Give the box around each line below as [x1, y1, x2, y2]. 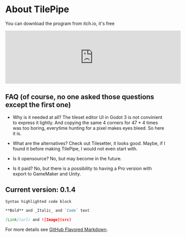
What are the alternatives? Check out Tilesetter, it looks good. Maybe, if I [12, 140, 165, 146]
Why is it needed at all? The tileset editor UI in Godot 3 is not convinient [12, 114, 163, 120]
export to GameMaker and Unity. [12, 170, 81, 176]
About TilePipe [5, 4, 70, 15]
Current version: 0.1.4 [5, 186, 76, 194]
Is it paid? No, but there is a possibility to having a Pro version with [12, 165, 152, 171]
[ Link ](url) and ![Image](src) [5, 217, 72, 222]
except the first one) [5, 101, 71, 109]
